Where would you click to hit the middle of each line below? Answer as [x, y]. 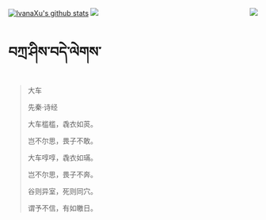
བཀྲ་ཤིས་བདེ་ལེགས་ [55, 52]
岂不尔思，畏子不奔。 [62, 174]
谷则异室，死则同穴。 [62, 191]
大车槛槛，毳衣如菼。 [62, 123]
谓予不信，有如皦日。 [62, 208]
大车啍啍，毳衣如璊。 [62, 157]
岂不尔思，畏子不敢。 [62, 140]
